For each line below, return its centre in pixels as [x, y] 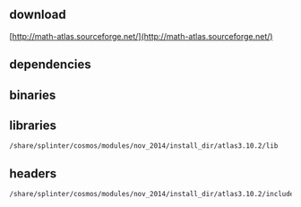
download [38, 15]
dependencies [50, 65]
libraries [33, 125]
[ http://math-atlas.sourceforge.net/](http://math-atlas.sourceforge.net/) [141, 36]
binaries [33, 95]
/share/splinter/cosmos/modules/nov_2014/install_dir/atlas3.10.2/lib [144, 146]
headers [33, 173]
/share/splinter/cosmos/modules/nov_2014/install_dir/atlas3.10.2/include [152, 194]
